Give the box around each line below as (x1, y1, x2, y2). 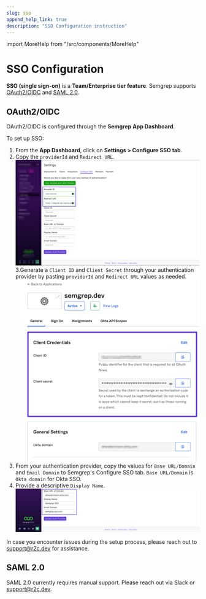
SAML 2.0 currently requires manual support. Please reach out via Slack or (6, 579, 195, 586)
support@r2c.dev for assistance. (6, 545, 90, 552)
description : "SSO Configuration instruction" (6, 23, 128, 29)
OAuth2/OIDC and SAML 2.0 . (6, 89, 80, 96)
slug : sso (6, 10, 32, 16)
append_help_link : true (6, 16, 67, 23)
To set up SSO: (6, 135, 44, 142)
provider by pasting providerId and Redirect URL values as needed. (15, 273, 187, 280)
